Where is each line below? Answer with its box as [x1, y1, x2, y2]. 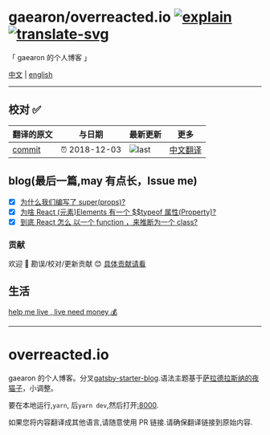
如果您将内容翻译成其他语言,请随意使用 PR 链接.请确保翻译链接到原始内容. [8, 417, 253, 427]
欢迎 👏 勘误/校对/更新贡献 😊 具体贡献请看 [8, 259, 146, 269]
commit [12, 144, 41, 155]
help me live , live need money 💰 [8, 307, 118, 316]
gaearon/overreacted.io [8, 8, 171, 26]
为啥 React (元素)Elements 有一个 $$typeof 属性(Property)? [19, 207, 217, 217]
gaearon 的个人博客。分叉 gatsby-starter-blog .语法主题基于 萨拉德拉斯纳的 [8, 373, 252, 383]
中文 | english [8, 69, 53, 79]
